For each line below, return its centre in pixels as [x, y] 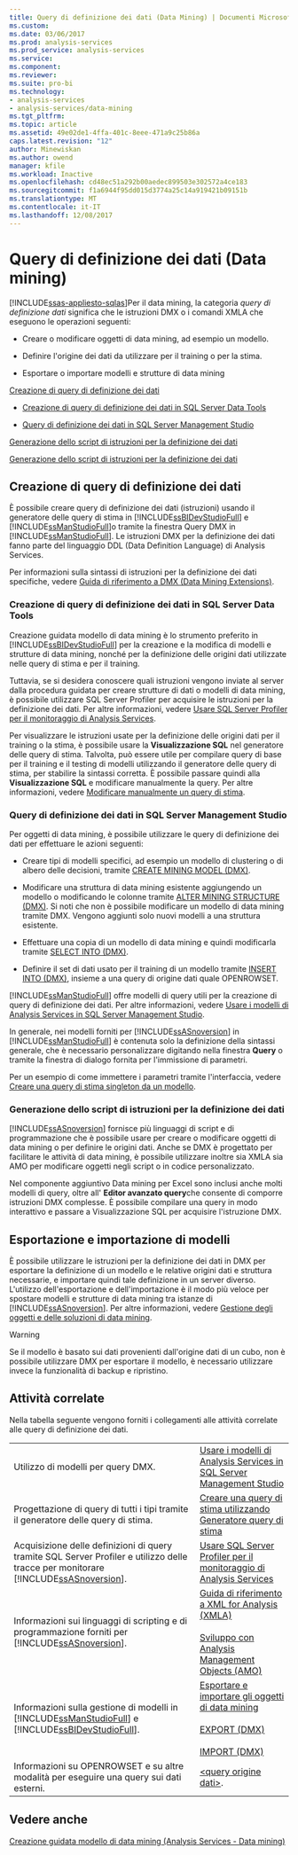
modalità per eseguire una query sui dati [98, 1777]
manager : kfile [37, 166]
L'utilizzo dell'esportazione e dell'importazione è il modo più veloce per [139, 1289]
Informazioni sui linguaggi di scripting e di [101, 1621]
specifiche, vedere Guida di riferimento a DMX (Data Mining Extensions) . [142, 582]
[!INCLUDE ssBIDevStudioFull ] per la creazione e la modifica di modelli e [141, 645]
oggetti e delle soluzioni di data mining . [81, 1318]
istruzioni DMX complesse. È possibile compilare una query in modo [133, 1202]
